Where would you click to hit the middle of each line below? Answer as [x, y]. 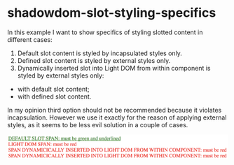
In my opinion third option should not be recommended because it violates [115, 110]
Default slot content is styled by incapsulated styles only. [99, 53]
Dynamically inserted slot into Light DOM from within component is [114, 68]
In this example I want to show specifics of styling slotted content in [105, 32]
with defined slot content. [54, 96]
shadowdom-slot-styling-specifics [112, 13]
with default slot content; [53, 89]
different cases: [30, 39]
